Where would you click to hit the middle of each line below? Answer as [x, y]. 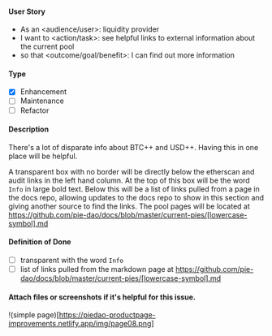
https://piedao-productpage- [107, 315]
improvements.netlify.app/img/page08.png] [81, 324]
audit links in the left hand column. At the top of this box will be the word [129, 180]
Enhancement [43, 92]
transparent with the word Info [72, 260]
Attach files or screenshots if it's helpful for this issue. [102, 297]
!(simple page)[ [34, 315]
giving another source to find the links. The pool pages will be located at [129, 206]
